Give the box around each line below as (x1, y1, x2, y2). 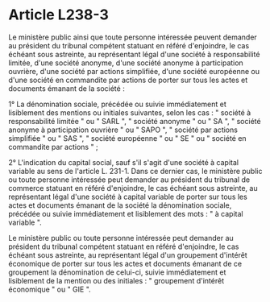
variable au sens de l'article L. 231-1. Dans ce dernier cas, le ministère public (8, 166, 263, 176)
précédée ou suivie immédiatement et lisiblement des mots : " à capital (8, 209, 243, 218)
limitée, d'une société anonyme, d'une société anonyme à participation (8, 58, 243, 68)
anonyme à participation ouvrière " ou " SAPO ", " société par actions (8, 125, 238, 134)
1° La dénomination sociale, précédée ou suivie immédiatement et (8, 99, 227, 109)
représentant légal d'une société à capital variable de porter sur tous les (8, 192, 247, 201)
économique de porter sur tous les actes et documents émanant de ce (8, 259, 243, 268)
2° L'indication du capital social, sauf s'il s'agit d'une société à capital (8, 157, 239, 167)
